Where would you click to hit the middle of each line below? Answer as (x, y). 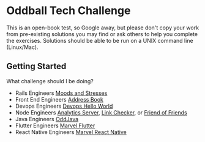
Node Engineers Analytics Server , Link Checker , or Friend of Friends (101, 112)
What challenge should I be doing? (50, 81)
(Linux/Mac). (22, 47)
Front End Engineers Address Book (59, 99)
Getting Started (36, 66)
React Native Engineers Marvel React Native (71, 132)
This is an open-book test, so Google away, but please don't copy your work (103, 28)
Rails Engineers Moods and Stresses (61, 93)
